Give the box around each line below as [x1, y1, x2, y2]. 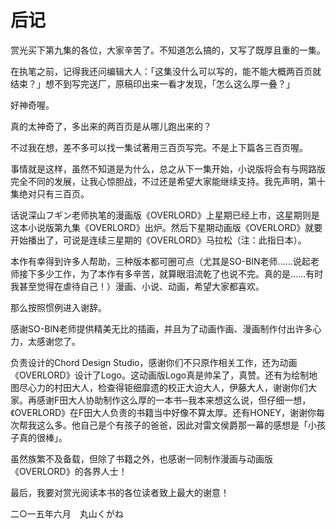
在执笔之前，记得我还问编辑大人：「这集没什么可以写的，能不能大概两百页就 [10, 65, 322, 77]
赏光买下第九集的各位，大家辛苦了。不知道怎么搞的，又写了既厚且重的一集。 [10, 44, 326, 56]
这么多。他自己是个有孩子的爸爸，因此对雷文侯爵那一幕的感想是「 [36, 419, 308, 431]
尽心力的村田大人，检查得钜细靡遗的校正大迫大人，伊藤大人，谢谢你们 [18, 381, 308, 393]
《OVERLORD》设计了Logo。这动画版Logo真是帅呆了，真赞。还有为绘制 [10, 369, 310, 381]
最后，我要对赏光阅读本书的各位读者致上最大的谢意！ [10, 486, 230, 498]
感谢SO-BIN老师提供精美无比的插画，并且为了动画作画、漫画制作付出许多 [10, 322, 313, 335]
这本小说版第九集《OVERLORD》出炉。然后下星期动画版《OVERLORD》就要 [10, 221, 323, 233]
